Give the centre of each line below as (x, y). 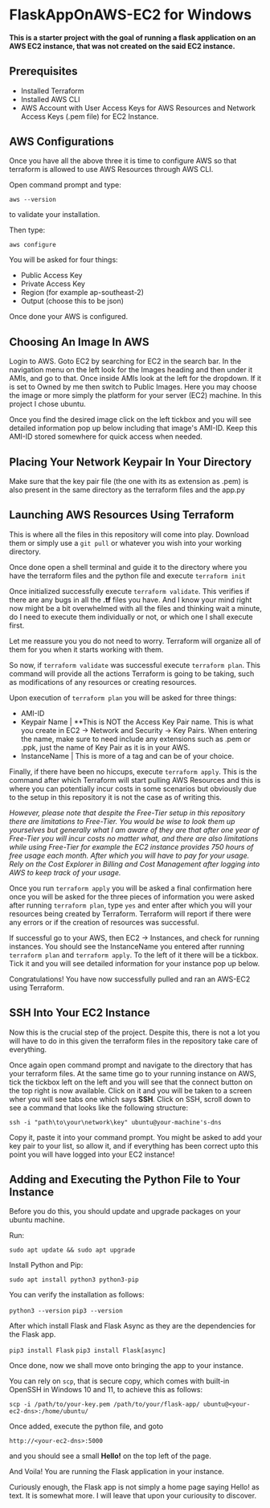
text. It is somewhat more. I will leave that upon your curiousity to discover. (133, 1496)
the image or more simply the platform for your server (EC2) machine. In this (135, 395)
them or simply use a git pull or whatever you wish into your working (125, 543)
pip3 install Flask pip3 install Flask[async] (88, 1351)
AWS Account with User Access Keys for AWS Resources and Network (138, 108)
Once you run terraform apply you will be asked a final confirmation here (131, 888)
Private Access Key (53, 284)
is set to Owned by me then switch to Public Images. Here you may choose (133, 387)
